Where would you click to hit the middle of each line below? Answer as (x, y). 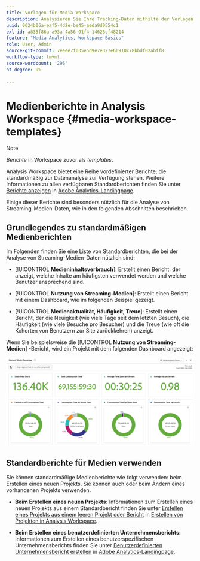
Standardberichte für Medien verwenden (84, 463)
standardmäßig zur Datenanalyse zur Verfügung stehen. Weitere (85, 178)
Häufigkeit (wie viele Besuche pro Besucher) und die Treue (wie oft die (102, 324)
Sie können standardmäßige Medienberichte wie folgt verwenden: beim (94, 477)
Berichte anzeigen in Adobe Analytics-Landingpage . (70, 191)
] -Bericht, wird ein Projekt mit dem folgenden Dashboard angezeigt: (109, 349)
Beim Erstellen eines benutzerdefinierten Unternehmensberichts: (98, 532)
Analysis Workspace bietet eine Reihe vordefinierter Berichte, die (86, 171)
